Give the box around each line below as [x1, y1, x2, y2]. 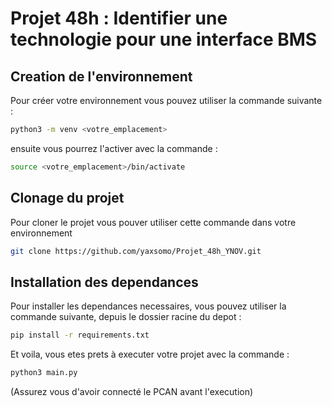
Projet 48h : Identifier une [10, 7, 228, 30]
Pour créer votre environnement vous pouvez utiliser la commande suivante [10, 95, 323, 106]
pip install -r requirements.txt [10, 330, 150, 341]
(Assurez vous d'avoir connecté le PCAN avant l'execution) [10, 386, 254, 397]
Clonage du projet [10, 190, 125, 207]
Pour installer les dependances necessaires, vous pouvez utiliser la [10, 300, 287, 312]
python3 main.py [10, 368, 78, 378]
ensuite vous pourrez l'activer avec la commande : [10, 142, 218, 154]
